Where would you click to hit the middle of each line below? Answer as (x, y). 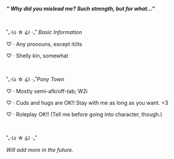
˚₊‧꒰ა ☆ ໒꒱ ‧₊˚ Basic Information (44, 32)
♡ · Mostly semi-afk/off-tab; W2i (47, 91)
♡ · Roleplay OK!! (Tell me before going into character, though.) (84, 114)
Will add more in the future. (40, 150)
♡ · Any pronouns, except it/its (44, 44)
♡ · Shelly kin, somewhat (37, 56)
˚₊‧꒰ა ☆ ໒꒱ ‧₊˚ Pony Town (35, 79)
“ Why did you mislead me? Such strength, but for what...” (81, 9)
